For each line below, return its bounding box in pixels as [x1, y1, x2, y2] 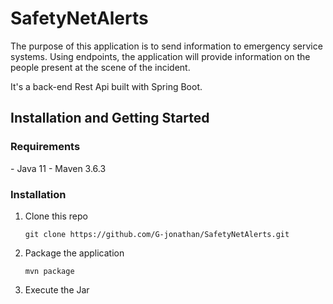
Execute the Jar [24, 283, 90, 296]
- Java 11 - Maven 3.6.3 [10, 162, 107, 174]
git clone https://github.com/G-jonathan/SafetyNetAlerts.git [24, 229, 290, 239]
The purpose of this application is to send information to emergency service [10, 40, 323, 52]
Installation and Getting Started [10, 110, 210, 127]
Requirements [10, 140, 81, 154]
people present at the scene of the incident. [10, 61, 191, 73]
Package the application [24, 247, 125, 259]
